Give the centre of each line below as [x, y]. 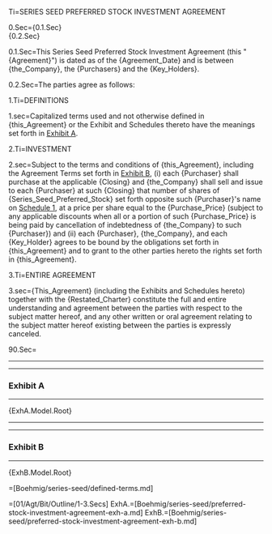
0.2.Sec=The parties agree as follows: [72, 85]
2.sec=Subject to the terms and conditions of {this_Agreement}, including [131, 164]
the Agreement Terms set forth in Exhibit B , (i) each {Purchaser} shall [123, 173]
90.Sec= [23, 349]
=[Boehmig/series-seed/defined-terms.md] [81, 488]
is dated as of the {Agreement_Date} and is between [147, 60]
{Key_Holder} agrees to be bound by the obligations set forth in [114, 242]
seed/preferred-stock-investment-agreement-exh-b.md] [103, 521]
